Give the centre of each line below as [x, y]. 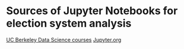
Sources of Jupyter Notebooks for [92, 11]
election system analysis [69, 23]
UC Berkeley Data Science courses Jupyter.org [64, 40]
